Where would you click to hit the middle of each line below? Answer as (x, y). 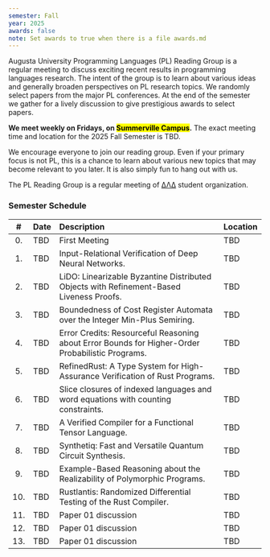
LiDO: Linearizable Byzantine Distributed (135, 276)
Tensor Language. (93, 432)
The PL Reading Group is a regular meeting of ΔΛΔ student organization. (129, 185)
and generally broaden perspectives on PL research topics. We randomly (129, 87)
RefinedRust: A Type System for (119, 365)
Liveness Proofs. (90, 296)
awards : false (32, 31)
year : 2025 (27, 23)
